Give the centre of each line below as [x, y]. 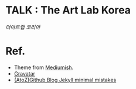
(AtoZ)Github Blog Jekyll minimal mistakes [65, 80]
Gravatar [25, 73]
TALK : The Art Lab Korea [68, 10]
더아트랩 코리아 [23, 27]
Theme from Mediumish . [44, 67]
